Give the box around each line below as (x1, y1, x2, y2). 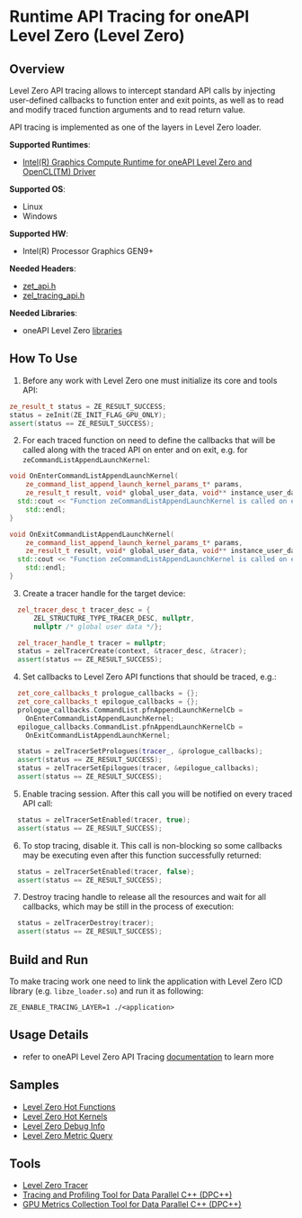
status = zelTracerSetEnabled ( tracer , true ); (17, 815, 191, 824)
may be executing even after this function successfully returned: (22, 850, 262, 860)
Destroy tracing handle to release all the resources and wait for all (22, 892, 267, 903)
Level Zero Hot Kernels (22, 1111, 108, 1122)
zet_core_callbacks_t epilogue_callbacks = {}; (17, 697, 200, 706)
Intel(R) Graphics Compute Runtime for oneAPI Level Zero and (22, 157, 253, 168)
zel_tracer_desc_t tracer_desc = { (17, 605, 151, 614)
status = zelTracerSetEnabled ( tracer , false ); (17, 867, 195, 876)
